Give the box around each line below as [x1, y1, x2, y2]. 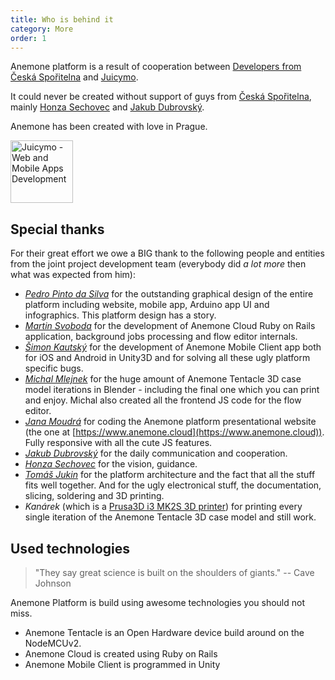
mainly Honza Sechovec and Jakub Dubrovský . [10, 101, 205, 113]
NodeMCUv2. [24, 637, 82, 649]
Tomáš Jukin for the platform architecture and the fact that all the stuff [24, 469, 316, 481]
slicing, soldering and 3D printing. [24, 490, 165, 502]
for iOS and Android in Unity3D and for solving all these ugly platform [24, 352, 311, 364]
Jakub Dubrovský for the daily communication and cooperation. [24, 447, 288, 460]
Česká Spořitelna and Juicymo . [10, 71, 139, 83]
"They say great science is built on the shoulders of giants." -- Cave [34, 567, 315, 578]
